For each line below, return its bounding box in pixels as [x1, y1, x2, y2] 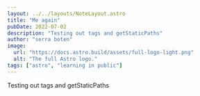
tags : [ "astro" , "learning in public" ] [7, 62, 123, 69]
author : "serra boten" [7, 36, 73, 43]
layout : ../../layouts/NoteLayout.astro [7, 10, 126, 17]
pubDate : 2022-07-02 [7, 23, 67, 30]
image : [7, 42, 26, 49]
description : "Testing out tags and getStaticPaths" [7, 29, 163, 37]
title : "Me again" [7, 17, 60, 24]
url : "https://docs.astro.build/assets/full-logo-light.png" [13, 49, 194, 56]
